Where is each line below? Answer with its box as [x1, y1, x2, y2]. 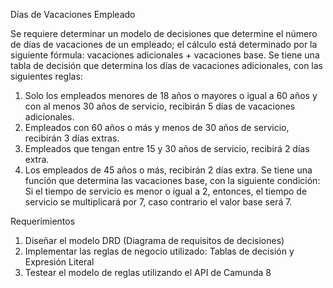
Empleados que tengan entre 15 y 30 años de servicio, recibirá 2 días [24, 143, 310, 154]
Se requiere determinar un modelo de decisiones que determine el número [10, 28, 318, 39]
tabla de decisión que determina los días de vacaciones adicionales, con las [10, 60, 323, 71]
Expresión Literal [24, 256, 95, 268]
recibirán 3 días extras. [24, 132, 120, 144]
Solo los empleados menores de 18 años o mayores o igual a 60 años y [24, 90, 318, 101]
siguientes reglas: [10, 70, 83, 82]
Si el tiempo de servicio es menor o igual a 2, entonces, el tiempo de [24, 185, 308, 197]
